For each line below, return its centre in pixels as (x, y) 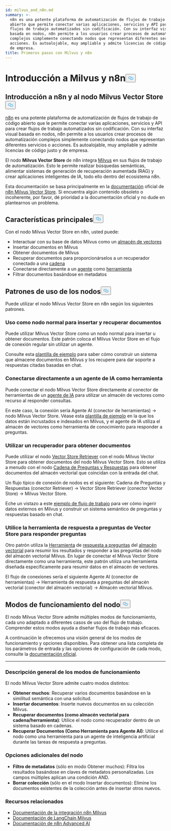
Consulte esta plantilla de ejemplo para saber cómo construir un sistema (81, 354)
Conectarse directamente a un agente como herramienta (72, 269)
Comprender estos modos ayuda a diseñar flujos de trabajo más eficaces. (83, 628)
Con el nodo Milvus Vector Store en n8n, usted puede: (62, 232)
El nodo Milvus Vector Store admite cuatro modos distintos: (67, 683)
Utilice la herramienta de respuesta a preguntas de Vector (78, 527)
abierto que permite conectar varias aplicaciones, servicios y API (84, 24)
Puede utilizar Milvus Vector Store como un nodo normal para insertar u (80, 333)
